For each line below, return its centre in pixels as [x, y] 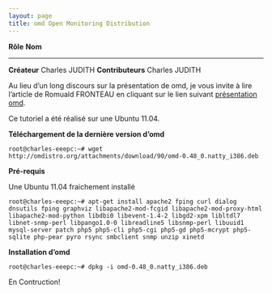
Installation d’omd [39, 252]
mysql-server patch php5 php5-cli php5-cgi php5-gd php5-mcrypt [119, 230]
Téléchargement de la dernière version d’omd [87, 134]
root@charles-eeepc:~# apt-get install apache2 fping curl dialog [123, 202]
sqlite [19, 237]
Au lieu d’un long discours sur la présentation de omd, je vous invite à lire [130, 85]
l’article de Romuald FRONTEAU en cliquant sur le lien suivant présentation [133, 94]
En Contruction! [34, 282]
